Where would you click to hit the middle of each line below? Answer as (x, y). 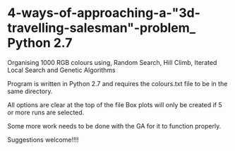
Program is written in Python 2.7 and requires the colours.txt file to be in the (117, 83)
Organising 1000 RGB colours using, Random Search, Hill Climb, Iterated (112, 62)
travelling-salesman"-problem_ (102, 28)
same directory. (30, 91)
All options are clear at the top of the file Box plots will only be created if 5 (115, 104)
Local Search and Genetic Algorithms (61, 70)
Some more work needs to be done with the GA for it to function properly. (114, 126)
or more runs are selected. (46, 112)
